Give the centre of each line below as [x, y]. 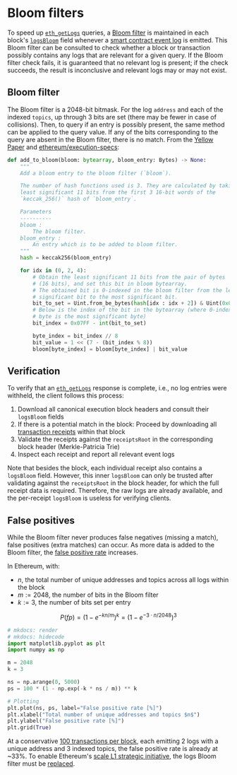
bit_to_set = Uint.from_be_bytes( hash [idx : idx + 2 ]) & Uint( [127, 303]
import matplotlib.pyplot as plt [56, 643]
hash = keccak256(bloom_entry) [66, 258]
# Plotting [23, 701]
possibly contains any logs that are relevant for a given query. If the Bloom [115, 55]
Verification [34, 371]
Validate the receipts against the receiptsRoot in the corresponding [115, 439]
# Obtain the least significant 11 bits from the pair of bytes [129, 277]
